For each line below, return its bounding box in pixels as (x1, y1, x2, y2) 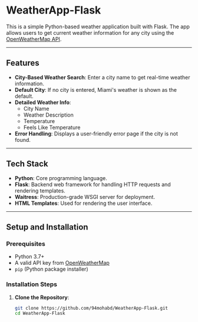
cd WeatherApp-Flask (14, 310, 65, 317)
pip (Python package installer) (14, 265, 88, 273)
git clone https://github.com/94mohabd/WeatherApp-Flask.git (14, 305, 169, 311)
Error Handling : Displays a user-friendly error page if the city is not (14, 130, 179, 137)
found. (14, 136, 31, 143)
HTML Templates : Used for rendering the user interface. (14, 200, 153, 207)
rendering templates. (14, 187, 66, 194)
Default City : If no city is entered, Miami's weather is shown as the (14, 86, 177, 93)
